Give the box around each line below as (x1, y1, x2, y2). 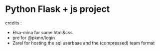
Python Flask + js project (5, 3, 110, 15)
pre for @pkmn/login (12, 35, 55, 41)
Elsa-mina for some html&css (12, 29, 73, 35)
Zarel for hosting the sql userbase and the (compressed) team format (12, 40, 155, 46)
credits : (5, 20, 22, 26)
